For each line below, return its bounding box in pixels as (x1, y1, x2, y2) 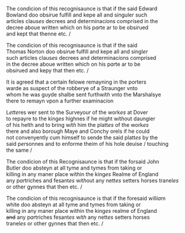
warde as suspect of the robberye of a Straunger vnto (6, 85, 138, 91)
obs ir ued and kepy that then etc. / (6, 67, 89, 74)
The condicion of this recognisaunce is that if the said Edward (6, 5, 158, 12)
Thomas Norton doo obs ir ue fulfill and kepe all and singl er (6, 48, 148, 55)
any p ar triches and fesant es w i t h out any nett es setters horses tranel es (6, 177, 179, 184)
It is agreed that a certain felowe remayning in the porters (6, 78, 146, 85)
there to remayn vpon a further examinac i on (6, 97, 114, 104)
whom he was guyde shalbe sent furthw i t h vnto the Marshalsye (6, 91, 161, 98)
